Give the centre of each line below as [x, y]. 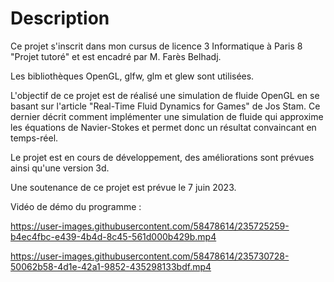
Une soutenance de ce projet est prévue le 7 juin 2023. [123, 187]
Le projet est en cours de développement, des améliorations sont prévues [162, 157]
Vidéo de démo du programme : [76, 206]
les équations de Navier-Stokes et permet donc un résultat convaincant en [163, 127]
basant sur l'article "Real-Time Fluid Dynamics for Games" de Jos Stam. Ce [165, 106]
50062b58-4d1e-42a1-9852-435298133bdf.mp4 [111, 266]
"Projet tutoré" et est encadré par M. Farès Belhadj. [116, 56]
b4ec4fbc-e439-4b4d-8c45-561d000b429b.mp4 [113, 236]
